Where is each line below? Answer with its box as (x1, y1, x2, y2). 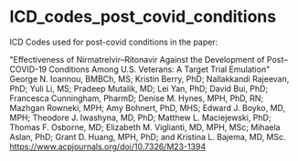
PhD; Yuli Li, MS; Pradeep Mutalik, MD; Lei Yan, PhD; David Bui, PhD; (9, 83, 269, 94)
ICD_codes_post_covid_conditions (9, 6, 277, 27)
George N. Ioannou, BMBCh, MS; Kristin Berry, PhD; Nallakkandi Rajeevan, (9, 73, 290, 84)
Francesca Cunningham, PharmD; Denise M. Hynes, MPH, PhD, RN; (9, 93, 264, 104)
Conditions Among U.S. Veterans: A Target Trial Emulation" (48, 64, 271, 75)
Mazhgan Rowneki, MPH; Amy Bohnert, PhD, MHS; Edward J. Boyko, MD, (9, 102, 286, 113)
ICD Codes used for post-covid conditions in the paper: (9, 36, 218, 47)
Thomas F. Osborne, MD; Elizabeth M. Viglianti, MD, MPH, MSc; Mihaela (9, 121, 281, 133)
